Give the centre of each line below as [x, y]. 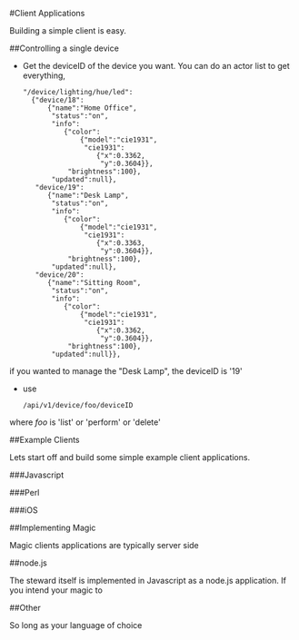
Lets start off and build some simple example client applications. [130, 457]
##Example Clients [45, 440]
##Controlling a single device [65, 48]
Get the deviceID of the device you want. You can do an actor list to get [156, 66]
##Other [25, 608]
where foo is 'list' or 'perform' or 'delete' [85, 422]
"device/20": [60, 275]
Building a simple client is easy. [68, 30]
